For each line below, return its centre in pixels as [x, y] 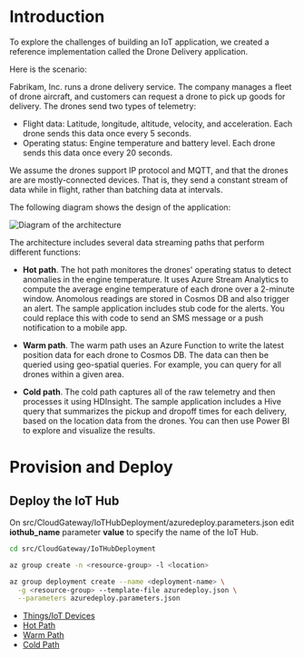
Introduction [57, 17]
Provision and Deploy [92, 468]
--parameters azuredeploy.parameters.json [99, 598]
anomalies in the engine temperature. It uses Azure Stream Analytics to [155, 279]
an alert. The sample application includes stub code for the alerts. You [154, 308]
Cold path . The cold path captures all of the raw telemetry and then [149, 392]
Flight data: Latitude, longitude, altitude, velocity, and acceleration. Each [157, 124]
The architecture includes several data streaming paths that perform [137, 242]
